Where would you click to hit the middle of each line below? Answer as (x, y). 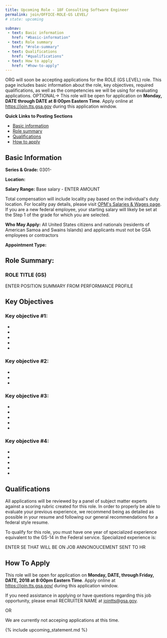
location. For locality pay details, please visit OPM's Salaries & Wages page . (83, 204)
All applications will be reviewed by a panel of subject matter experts (76, 501)
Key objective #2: (27, 361)
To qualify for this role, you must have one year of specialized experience (81, 532)
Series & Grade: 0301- (28, 170)
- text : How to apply (30, 61)
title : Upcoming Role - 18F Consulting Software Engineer (67, 10)
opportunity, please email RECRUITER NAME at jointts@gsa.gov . (71, 600)
